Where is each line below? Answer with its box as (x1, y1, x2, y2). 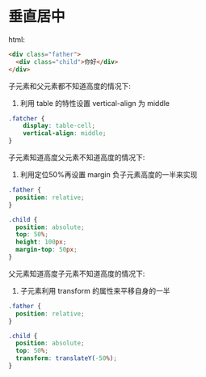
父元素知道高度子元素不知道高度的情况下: (8, 269, 145, 278)
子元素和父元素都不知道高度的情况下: (8, 81, 132, 91)
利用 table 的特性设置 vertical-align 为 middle (19, 98, 170, 108)
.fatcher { (8, 114, 45, 122)
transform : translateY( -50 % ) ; (15, 354, 117, 362)
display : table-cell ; (23, 122, 95, 130)
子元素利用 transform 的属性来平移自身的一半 (19, 286, 170, 295)
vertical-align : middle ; (23, 129, 107, 138)
